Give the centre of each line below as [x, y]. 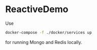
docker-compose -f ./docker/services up [49, 32]
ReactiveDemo [37, 9]
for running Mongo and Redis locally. [44, 42]
